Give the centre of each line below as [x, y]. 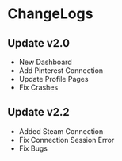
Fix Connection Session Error [67, 140]
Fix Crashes [38, 87]
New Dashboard [45, 62]
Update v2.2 [39, 112]
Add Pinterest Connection [61, 71]
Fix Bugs [33, 148]
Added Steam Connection [61, 131]
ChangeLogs [50, 14]
